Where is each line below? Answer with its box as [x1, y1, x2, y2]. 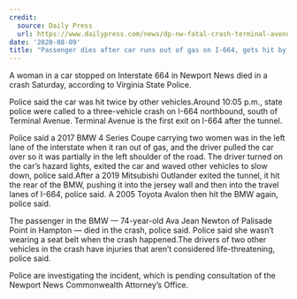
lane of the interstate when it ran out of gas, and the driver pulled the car [9, 142, 274, 153]
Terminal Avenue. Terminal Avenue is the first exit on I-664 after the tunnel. [9, 116, 283, 126]
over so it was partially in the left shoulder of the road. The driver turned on [9, 151, 284, 162]
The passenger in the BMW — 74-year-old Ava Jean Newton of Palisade [9, 216, 272, 226]
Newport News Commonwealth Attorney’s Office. [9, 280, 189, 290]
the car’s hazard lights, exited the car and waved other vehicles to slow [9, 161, 268, 172]
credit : [9, 12, 38, 22]
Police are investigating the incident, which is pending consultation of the [9, 271, 276, 281]
